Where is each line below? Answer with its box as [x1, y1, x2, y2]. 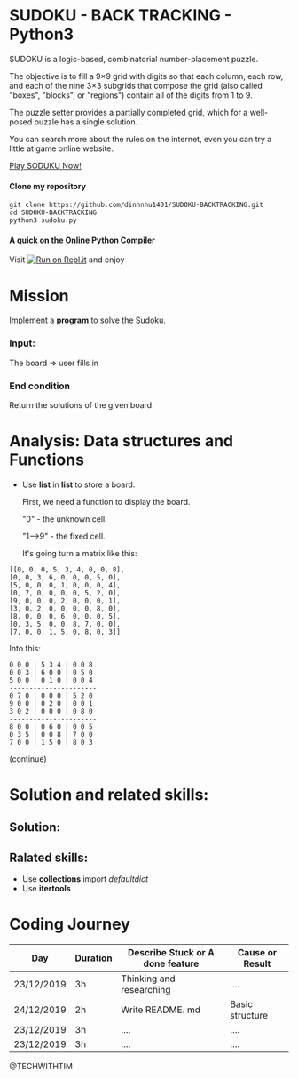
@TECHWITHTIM [9, 1061, 74, 1072]
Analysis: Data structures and [9, 431, 233, 452]
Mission [9, 285, 69, 306]
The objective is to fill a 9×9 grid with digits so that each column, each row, [9, 70, 284, 81]
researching [121, 984, 171, 996]
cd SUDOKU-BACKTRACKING [9, 208, 98, 218]
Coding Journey [9, 915, 130, 934]
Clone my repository [9, 180, 87, 191]
